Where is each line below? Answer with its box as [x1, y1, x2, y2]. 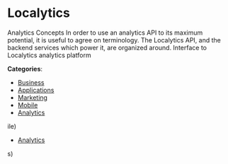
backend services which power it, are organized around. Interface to [7, 43, 207, 52]
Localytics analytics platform [7, 51, 91, 59]
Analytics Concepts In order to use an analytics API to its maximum [7, 28, 203, 37]
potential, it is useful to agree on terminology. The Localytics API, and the [7, 35, 221, 44]
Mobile [17, 100, 38, 109]
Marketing [17, 93, 48, 102]
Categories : [7, 64, 43, 73]
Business [17, 78, 45, 86]
